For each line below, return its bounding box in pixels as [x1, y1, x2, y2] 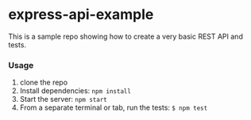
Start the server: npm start [19, 95, 107, 104]
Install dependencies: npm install [19, 86, 131, 96]
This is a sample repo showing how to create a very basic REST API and [8, 32, 244, 41]
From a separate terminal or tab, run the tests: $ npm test [19, 103, 208, 112]
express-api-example [8, 6, 154, 24]
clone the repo [19, 77, 68, 88]
